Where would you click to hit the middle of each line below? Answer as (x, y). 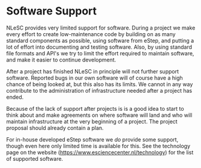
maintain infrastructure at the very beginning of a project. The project (92, 121)
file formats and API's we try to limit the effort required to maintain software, (100, 53)
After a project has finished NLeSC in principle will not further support (92, 71)
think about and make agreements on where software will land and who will (99, 115)
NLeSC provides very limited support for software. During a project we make (101, 28)
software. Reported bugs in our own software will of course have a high (94, 78)
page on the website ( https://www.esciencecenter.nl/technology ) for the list (100, 152)
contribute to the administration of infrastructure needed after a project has (99, 90)
